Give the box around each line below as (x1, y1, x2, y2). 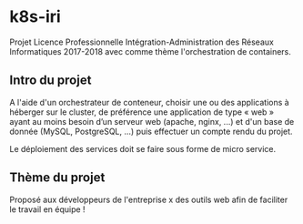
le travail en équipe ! (9, 203, 86, 215)
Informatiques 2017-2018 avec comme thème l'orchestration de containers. (9, 46, 291, 56)
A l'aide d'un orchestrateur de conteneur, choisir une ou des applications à (9, 97, 289, 107)
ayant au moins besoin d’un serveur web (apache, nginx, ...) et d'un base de (9, 116, 295, 127)
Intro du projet (9, 73, 92, 88)
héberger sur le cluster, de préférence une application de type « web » (9, 107, 275, 117)
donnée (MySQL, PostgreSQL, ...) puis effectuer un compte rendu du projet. (9, 126, 293, 137)
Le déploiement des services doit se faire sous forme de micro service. (9, 143, 277, 154)
